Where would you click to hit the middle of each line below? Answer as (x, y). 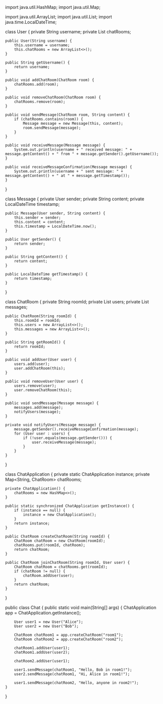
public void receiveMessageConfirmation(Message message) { (69, 167)
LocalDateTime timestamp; (33, 204)
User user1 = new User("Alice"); (49, 622)
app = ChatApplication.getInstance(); (43, 613)
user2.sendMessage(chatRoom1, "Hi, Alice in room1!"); (72, 674)
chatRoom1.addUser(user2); (42, 652)
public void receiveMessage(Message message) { (55, 145)
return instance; (32, 524)
